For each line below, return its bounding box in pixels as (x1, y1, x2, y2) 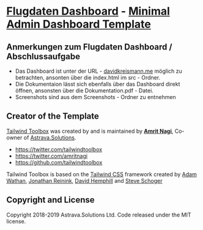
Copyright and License (6, 195, 95, 206)
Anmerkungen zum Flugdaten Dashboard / (6, 42, 172, 52)
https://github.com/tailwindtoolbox (15, 158, 103, 166)
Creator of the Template (6, 111, 100, 122)
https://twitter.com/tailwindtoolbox (15, 146, 103, 153)
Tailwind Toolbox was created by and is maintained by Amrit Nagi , (6, 127, 174, 135)
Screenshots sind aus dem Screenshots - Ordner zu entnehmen (15, 94, 176, 100)
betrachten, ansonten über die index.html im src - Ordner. (15, 74, 161, 81)
